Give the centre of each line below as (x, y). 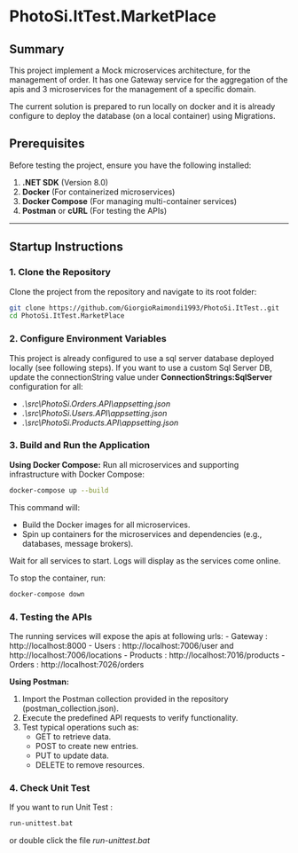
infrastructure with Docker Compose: (77, 474)
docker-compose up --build (59, 490)
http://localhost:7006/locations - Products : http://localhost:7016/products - (147, 655)
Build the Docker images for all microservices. (106, 525)
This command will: (45, 507)
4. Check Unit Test (50, 787)
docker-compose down (47, 594)
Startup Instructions (67, 247)
